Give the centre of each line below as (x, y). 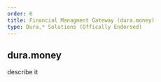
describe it (23, 72)
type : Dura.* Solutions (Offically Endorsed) (75, 27)
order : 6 (20, 14)
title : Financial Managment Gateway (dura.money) (81, 20)
